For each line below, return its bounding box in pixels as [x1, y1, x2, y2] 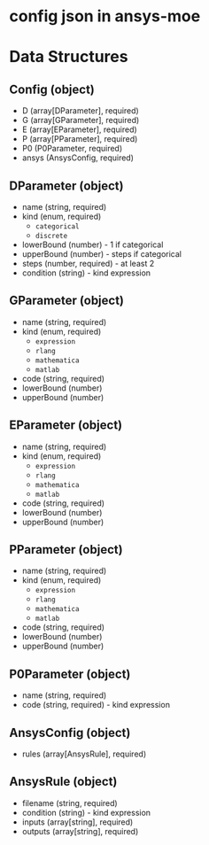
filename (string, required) [21, 797, 118, 808]
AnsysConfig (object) [9, 725, 131, 740]
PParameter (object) [9, 542, 123, 557]
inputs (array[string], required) [21, 817, 134, 827]
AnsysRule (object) [9, 774, 118, 789]
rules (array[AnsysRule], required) [21, 748, 147, 759]
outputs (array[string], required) [21, 826, 139, 836]
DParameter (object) [9, 178, 124, 193]
